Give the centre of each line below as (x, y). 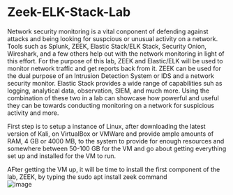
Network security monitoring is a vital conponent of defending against (108, 31)
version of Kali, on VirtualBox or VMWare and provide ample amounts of (111, 134)
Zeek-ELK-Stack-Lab (69, 12)
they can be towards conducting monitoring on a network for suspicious (111, 105)
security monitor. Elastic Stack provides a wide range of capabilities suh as (115, 83)
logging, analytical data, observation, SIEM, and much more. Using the (108, 91)
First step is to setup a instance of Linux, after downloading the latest (106, 126)
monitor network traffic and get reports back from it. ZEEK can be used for (114, 68)
